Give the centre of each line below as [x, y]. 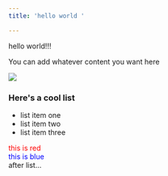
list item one [40, 115]
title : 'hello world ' [46, 16]
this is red [25, 148]
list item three [43, 132]
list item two [40, 124]
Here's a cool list [42, 98]
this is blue [26, 156]
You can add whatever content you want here [84, 61]
